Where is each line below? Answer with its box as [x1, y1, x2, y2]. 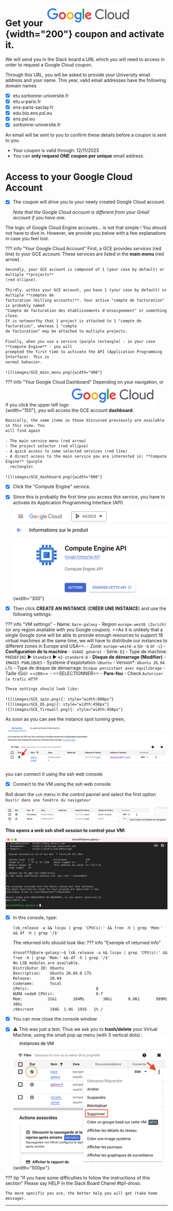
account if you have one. [12, 215, 66, 221]
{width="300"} [12, 595, 45, 601]
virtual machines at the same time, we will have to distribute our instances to [5, 637, 168, 643]
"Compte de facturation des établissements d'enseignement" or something [5, 308, 167, 313]
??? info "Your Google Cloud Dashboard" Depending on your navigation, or [5, 379, 164, 385]
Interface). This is [5, 355, 50, 360]
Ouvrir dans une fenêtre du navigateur [5, 797, 91, 803]
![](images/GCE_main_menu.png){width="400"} [5, 370, 102, 375]
